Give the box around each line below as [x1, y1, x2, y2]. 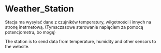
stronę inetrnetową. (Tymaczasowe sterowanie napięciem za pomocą [5, 24, 144, 30]
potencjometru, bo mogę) [5, 29, 56, 35]
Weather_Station [5, 3, 74, 14]
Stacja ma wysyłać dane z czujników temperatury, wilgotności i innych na [5, 19, 151, 25]
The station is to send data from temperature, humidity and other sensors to [5, 38, 156, 44]
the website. [5, 43, 30, 49]
